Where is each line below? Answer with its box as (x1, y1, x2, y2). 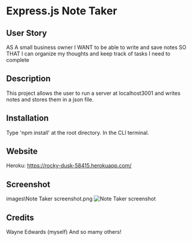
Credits (6, 212, 35, 223)
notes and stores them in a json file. (6, 95, 94, 103)
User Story (6, 28, 47, 38)
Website (6, 146, 38, 156)
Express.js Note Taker (6, 4, 117, 18)
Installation (6, 113, 49, 123)
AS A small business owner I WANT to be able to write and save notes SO (6, 44, 187, 51)
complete (6, 57, 30, 63)
